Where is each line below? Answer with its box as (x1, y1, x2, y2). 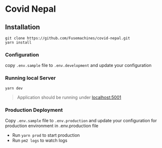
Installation (5, 23, 40, 31)
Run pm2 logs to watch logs (12, 137, 68, 143)
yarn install (5, 40, 32, 45)
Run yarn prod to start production (12, 132, 80, 138)
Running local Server (5, 75, 56, 82)
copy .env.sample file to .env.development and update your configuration (5, 63, 152, 68)
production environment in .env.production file (5, 123, 99, 128)
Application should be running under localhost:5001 (17, 94, 121, 100)
